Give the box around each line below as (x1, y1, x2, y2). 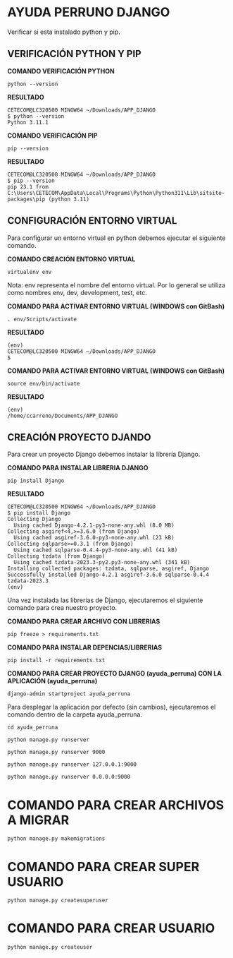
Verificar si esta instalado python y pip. (7, 28, 121, 36)
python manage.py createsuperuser (7, 897, 109, 904)
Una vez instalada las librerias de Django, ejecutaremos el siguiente (7, 596, 203, 604)
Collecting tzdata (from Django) (7, 553, 106, 560)
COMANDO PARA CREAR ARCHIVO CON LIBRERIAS (7, 617, 160, 625)
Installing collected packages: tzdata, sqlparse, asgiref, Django (7, 565, 210, 573)
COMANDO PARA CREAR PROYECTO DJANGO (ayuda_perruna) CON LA (7, 669, 222, 678)
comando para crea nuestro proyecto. (7, 604, 118, 612)
